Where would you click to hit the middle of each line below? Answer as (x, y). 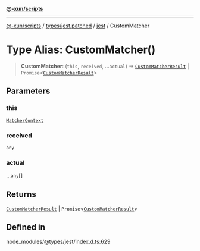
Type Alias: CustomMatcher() (81, 50)
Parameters (28, 91)
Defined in (26, 228)
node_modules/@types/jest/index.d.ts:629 (58, 241)
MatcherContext (25, 120)
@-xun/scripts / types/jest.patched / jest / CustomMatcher (78, 26)
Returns (21, 194)
